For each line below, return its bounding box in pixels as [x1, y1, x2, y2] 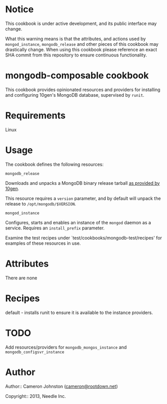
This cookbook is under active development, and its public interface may [5, 20, 157, 26]
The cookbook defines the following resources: [5, 161, 104, 167]
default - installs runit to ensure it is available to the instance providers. [5, 309, 153, 315]
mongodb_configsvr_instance [5, 350, 65, 355]
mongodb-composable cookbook [5, 70, 149, 81]
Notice [5, 4, 34, 15]
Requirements [5, 110, 66, 122]
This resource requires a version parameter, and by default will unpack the [5, 195, 161, 201]
